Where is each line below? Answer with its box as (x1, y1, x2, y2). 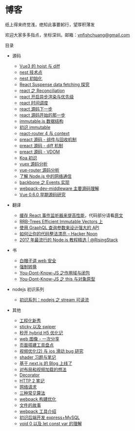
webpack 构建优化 (19, 396, 57, 402)
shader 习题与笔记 (19, 354, 57, 360)
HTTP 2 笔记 (19, 378, 45, 384)
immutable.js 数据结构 (19, 118, 64, 124)
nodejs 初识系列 (12, 286, 44, 292)
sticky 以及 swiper (19, 323, 56, 329)
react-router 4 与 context (19, 130, 70, 136)
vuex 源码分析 (19, 161, 48, 167)
